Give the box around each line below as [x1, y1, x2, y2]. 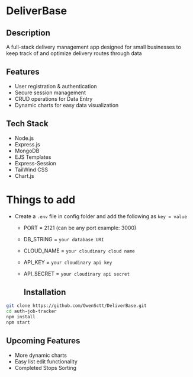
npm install [6, 314, 36, 320]
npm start [6, 320, 31, 325]
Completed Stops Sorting [14, 364, 77, 371]
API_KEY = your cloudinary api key [23, 258, 112, 266]
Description [6, 28, 50, 38]
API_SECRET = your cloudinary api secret [23, 270, 130, 277]
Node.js [14, 135, 34, 142]
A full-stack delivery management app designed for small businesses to [6, 43, 182, 50]
